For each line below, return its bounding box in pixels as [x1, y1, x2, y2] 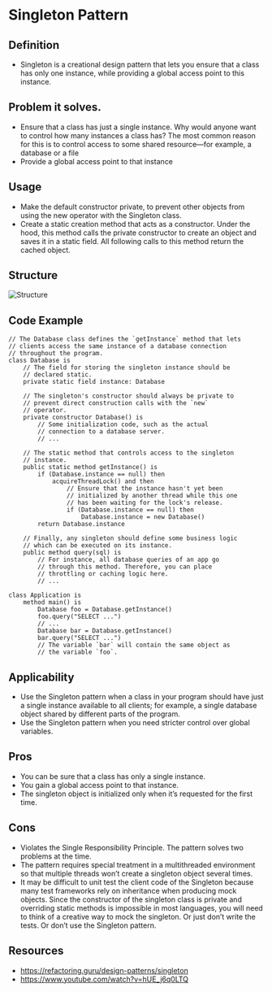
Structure [8, 268, 58, 282]
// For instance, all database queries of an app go [37, 555, 220, 564]
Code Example [8, 313, 84, 327]
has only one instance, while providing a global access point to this [19, 68, 245, 78]
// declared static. [23, 371, 93, 379]
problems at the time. [19, 851, 92, 861]
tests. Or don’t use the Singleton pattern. [19, 920, 157, 930]
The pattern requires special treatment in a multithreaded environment [19, 859, 256, 869]
